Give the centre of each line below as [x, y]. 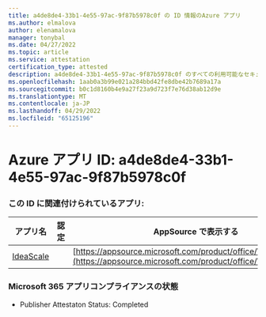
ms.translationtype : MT [47, 96]
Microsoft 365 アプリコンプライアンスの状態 [93, 287]
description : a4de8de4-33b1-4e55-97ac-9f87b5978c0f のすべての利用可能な [126, 74]
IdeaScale [31, 256]
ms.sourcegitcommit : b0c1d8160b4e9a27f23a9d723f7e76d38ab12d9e [115, 89]
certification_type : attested [58, 67]
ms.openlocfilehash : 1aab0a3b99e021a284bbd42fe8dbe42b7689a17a [115, 81]
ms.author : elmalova [42, 23]
